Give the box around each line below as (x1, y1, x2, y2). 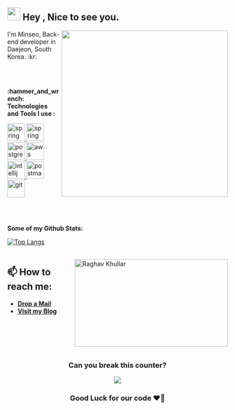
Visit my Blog (17, 306, 57, 315)
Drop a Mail (17, 299, 52, 308)
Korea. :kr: (7, 52, 37, 60)
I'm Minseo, (7, 29, 41, 39)
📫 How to (7, 266, 51, 278)
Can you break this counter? (69, 360, 166, 370)
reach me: (7, 281, 52, 293)
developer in (20, 37, 56, 46)
